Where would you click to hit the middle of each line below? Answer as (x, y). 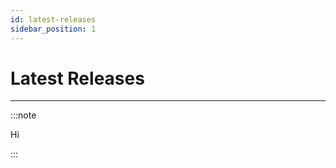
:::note (23, 115)
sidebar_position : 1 (53, 29)
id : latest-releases (53, 19)
